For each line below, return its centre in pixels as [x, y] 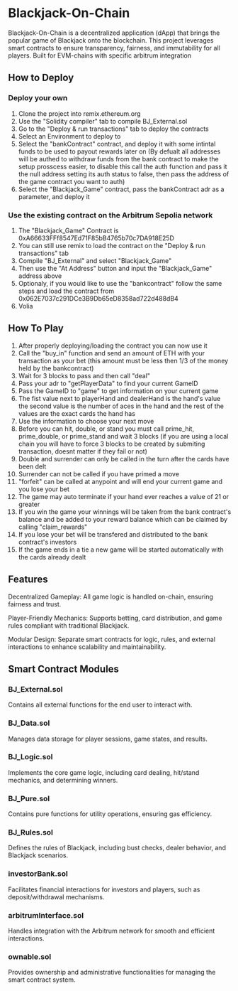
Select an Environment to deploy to [69, 136]
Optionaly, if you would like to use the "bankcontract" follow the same [120, 283]
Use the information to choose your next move [86, 421]
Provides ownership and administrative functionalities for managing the [112, 973]
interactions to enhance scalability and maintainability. [87, 647]
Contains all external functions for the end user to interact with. [100, 705]
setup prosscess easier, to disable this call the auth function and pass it [123, 166]
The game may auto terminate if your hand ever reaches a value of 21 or [124, 496]
